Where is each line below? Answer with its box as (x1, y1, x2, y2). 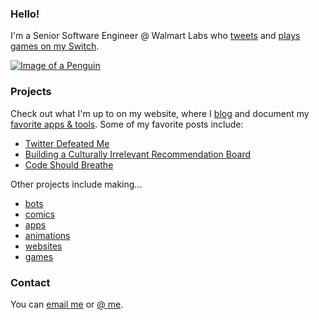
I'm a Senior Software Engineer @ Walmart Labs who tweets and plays (10, 30, 301, 42)
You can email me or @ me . (10, 298, 124, 310)
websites (24, 240, 63, 252)
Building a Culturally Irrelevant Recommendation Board (24, 148, 251, 160)
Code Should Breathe (24, 158, 114, 171)
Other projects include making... (10, 178, 143, 190)
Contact (10, 275, 51, 289)
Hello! (10, 7, 40, 21)
